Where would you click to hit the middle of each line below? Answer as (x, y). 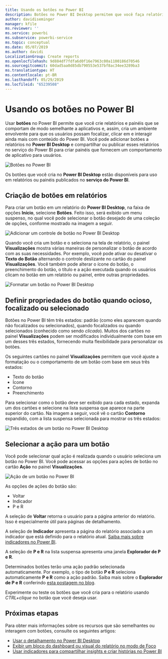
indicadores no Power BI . (31, 542)
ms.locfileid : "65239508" (32, 84)
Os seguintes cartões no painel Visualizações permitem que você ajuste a (82, 357)
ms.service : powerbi (27, 33)
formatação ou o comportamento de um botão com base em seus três (77, 362)
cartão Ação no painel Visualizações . (44, 467)
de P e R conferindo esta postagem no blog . (50, 583)
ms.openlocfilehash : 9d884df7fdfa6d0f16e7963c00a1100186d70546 (72, 61)
